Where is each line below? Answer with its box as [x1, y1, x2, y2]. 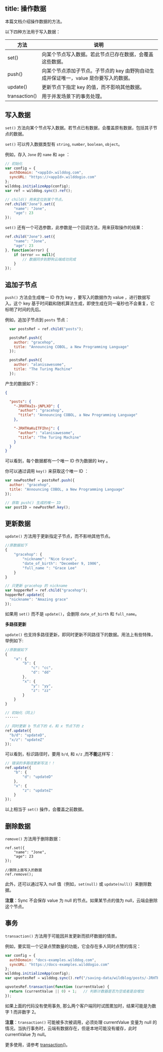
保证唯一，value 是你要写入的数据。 [51, 74, 133, 81]
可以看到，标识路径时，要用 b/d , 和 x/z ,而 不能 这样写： [5, 751, 115, 757]
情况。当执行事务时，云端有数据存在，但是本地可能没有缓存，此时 [5, 1025, 137, 1031]
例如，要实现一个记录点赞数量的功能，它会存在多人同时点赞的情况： [5, 943, 141, 949]
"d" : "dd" [31, 670, 51, 675]
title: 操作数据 [5, 4, 47, 13]
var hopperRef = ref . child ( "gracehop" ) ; [5, 588, 88, 593]
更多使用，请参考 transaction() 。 [5, 1042, 70, 1048]
